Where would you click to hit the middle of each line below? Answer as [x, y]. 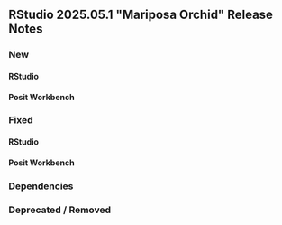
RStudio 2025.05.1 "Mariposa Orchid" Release [141, 15]
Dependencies [41, 186]
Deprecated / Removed [60, 210]
